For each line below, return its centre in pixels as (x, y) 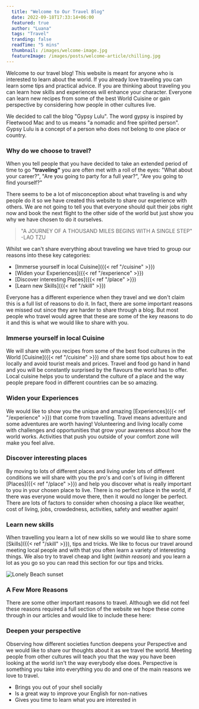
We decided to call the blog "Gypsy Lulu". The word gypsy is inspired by (95, 116)
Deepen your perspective (44, 631)
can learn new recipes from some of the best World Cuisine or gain (88, 98)
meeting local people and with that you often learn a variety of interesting (96, 550)
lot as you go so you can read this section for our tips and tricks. (85, 563)
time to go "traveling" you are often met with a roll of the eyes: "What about (99, 170)
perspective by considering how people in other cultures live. (81, 104)
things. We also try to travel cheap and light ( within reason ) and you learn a (98, 556)
